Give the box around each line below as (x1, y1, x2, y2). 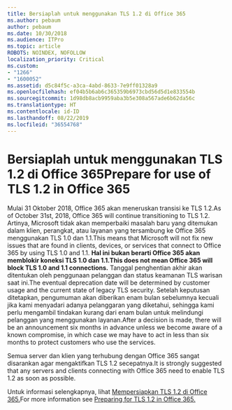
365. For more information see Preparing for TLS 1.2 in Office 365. (7, 395, 196, 404)
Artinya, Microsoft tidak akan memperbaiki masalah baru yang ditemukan (7, 219, 218, 228)
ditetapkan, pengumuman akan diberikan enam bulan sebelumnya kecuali (7, 294, 219, 302)
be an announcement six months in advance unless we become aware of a (7, 323, 223, 332)
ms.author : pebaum (7, 17, 61, 24)
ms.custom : (7, 62, 39, 69)
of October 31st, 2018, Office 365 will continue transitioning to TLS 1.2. (7, 212, 210, 220)
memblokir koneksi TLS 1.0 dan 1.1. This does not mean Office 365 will (7, 257, 213, 265)
